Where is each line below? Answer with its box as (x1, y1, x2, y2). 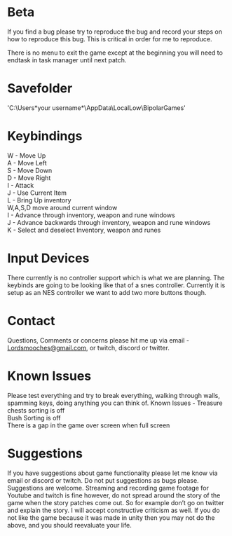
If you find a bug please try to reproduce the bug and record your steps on (7, 27, 223, 36)
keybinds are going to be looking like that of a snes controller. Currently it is (7, 281, 226, 289)
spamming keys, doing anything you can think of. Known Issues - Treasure (7, 399, 223, 407)
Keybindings (7, 128, 83, 144)
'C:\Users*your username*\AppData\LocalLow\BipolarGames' (7, 103, 186, 112)
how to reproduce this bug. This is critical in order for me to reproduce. (7, 34, 212, 43)
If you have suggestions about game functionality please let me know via (7, 469, 218, 477)
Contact (7, 312, 55, 329)
